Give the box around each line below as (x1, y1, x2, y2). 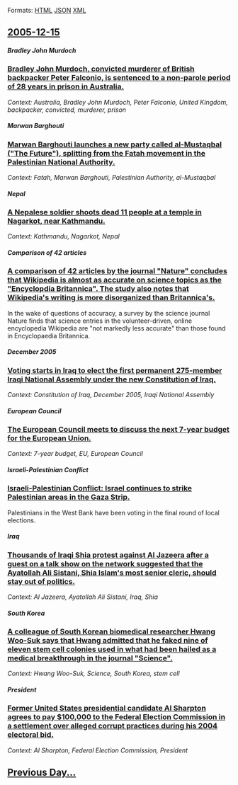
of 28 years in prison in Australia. (7, 81, 124, 91)
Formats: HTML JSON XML (7, 6, 86, 14)
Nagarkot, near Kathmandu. (7, 216, 106, 226)
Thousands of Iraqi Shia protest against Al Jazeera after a (7, 550, 209, 560)
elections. (7, 516, 36, 525)
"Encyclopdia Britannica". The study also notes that (7, 284, 190, 294)
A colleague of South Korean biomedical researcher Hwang (7, 626, 216, 636)
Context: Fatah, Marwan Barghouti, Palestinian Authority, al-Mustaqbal (7, 173, 216, 182)
